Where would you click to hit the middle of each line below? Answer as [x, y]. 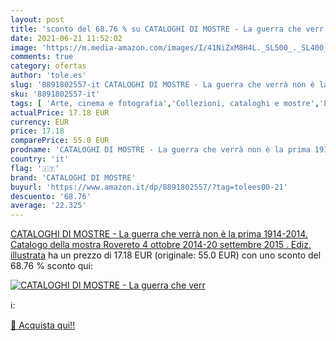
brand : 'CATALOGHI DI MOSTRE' [73, 177]
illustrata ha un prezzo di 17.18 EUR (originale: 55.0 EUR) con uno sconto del [166, 255]
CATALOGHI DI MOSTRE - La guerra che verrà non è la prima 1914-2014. [159, 234]
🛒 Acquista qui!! [43, 325]
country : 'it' [40, 159]
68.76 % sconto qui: [51, 266]
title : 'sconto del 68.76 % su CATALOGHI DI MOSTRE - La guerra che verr [167, 29]
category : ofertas [48, 66]
